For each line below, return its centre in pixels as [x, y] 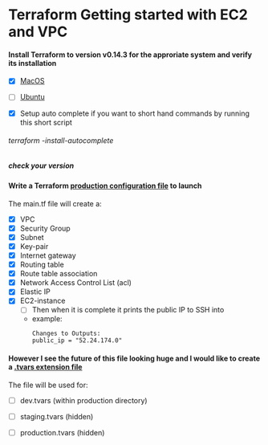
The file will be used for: [48, 385]
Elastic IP [35, 292]
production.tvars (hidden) [62, 432]
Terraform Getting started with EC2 [128, 15]
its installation [32, 63]
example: [47, 319]
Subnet [32, 237]
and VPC [38, 32]
